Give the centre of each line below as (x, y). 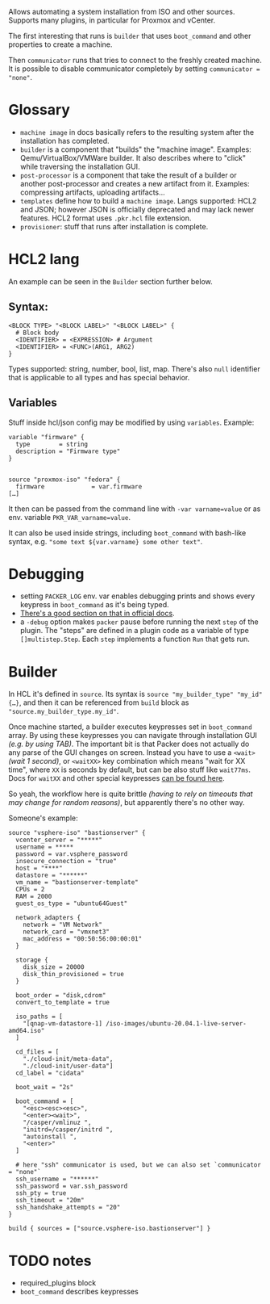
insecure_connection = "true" (66, 862)
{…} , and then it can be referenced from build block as (99, 702)
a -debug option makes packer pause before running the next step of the (139, 622)
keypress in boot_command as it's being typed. (94, 605)
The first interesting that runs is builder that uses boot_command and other (130, 36)
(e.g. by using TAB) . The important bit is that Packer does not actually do (129, 744)
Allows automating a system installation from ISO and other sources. (122, 12)
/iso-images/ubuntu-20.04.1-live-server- (177, 1024)
